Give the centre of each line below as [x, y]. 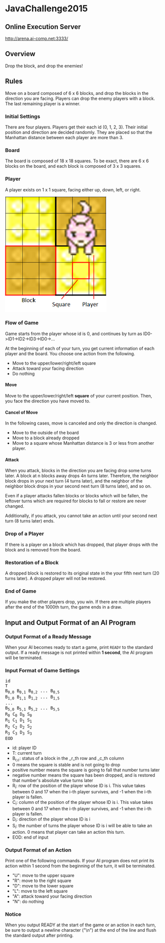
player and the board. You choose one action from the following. [70, 353]
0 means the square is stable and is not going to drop [66, 764]
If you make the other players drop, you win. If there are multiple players [78, 602]
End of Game [21, 591]
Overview [20, 54]
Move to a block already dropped [46, 438]
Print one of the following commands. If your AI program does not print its [80, 861]
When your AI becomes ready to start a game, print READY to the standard [79, 647]
